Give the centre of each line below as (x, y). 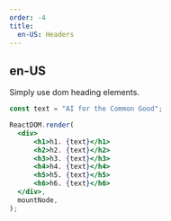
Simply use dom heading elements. (74, 93)
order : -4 (28, 18)
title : (22, 26)
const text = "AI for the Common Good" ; (86, 109)
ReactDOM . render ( (42, 125)
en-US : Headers (46, 34)
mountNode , (38, 200)
